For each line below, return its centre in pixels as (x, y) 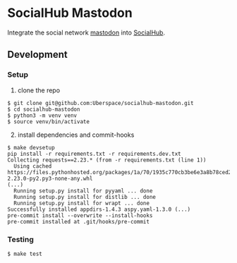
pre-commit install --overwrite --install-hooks (80, 215)
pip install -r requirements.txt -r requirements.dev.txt (94, 154)
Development (38, 55)
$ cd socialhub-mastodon (44, 109)
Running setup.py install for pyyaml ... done (83, 191)
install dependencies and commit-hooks (76, 135)
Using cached (33, 166)
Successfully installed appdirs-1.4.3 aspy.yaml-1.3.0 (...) (99, 209)
